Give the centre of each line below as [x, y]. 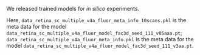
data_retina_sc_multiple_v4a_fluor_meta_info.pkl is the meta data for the [100, 39]
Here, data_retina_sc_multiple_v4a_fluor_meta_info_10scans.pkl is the [96, 20]
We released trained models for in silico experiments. [73, 9]
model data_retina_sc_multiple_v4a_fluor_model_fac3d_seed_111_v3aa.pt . [100, 45]
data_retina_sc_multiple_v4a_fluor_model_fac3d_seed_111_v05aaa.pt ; [94, 33]
